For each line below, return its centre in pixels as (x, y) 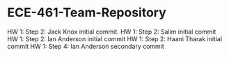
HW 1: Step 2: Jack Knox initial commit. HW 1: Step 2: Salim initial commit (112, 32)
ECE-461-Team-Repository (87, 13)
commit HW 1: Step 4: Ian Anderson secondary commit (86, 46)
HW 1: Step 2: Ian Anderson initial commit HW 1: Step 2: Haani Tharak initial (115, 38)
